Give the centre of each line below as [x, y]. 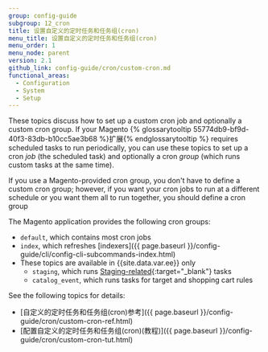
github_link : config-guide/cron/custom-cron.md [90, 68]
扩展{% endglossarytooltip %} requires [174, 139]
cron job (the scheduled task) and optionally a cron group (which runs [124, 157]
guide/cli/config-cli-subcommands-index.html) [98, 255]
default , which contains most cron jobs [85, 237]
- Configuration [43, 83]
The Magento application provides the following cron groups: [109, 222]
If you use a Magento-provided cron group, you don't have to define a [124, 181]
